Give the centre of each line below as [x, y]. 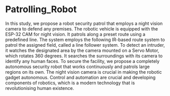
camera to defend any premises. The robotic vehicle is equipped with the [82, 28]
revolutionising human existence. [40, 88]
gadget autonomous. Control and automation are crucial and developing [80, 77]
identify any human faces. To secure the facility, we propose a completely [82, 61]
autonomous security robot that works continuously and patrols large [77, 67]
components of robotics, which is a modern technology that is [70, 83]
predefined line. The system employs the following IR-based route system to [85, 40]
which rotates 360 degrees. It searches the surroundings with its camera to [84, 56]
